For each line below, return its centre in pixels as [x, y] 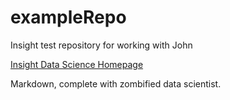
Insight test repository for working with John [101, 45]
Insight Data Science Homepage [77, 64]
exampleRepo [68, 17]
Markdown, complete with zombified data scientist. [116, 83]
